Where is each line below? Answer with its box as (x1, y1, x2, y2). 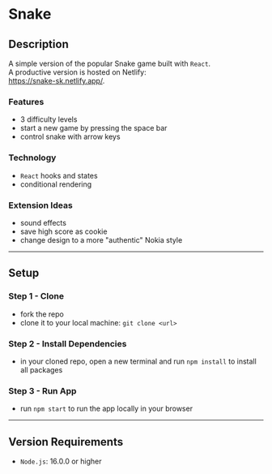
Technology (8, 152, 57, 163)
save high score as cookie (19, 226, 108, 236)
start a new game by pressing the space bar (19, 123, 168, 133)
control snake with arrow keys (19, 131, 121, 142)
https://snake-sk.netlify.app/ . (8, 76, 105, 85)
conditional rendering (19, 179, 92, 189)
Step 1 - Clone (8, 291, 65, 302)
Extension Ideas (8, 200, 73, 211)
